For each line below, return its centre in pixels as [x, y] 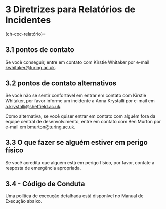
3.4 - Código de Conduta [45, 184]
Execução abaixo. [24, 201]
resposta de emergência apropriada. [43, 168]
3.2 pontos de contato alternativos [61, 84]
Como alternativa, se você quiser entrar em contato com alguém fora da [80, 116]
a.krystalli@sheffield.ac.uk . [33, 106]
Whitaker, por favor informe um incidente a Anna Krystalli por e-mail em [80, 101]
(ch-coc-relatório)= [26, 34]
